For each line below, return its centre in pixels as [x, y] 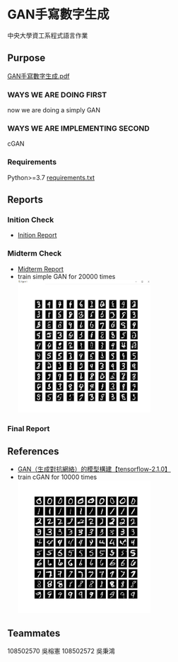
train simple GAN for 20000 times [66, 276]
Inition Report [37, 235]
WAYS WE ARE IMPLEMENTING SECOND [78, 128]
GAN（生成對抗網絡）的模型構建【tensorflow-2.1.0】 [94, 469]
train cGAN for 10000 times [57, 477]
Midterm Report [40, 268]
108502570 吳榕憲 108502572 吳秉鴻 [61, 651]
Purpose [26, 58]
